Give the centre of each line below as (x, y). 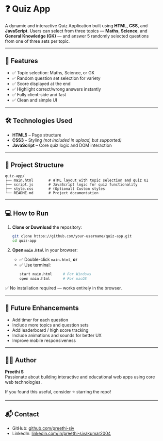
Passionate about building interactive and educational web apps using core (80, 377)
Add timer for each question (40, 320)
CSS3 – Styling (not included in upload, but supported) (67, 140)
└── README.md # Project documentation (52, 193)
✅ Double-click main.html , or (48, 259)
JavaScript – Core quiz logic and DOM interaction (62, 145)
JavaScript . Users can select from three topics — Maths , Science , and (76, 31)
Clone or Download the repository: (47, 227)
